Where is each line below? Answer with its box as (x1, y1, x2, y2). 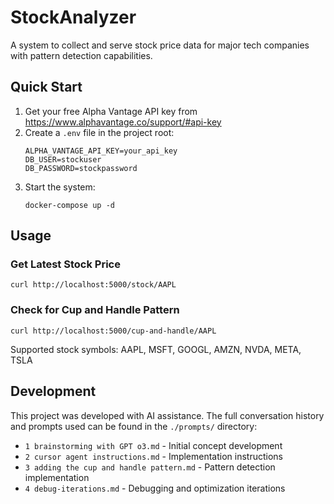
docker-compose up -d (24, 200, 115, 210)
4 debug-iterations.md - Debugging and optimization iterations (24, 482, 286, 494)
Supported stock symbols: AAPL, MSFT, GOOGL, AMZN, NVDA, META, (10, 343, 302, 355)
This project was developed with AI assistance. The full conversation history (10, 409, 325, 421)
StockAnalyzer (10, 6, 137, 29)
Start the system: (24, 181, 96, 193)
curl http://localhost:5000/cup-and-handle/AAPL (10, 326, 217, 336)
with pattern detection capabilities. (10, 49, 153, 61)
